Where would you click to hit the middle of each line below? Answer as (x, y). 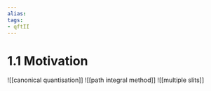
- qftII (19, 26)
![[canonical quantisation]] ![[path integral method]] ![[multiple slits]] (106, 80)
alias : (17, 14)
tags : (15, 20)
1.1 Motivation (48, 61)
